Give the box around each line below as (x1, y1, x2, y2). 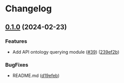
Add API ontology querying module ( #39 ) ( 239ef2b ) (12, 49, 119, 55)
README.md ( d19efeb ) (12, 73, 60, 79)
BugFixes (5, 61, 28, 68)
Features (5, 38, 27, 45)
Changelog (5, 3, 52, 14)
